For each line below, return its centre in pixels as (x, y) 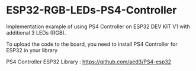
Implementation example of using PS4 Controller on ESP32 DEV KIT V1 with (98, 26)
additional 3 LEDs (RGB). (36, 32)
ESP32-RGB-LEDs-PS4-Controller (91, 10)
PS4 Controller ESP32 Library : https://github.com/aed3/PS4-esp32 (89, 62)
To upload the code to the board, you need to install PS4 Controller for (92, 44)
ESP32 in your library (32, 50)
